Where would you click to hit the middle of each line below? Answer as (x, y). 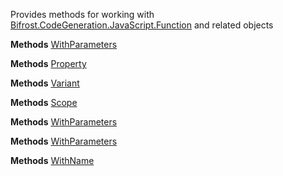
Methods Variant (45, 83)
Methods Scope (44, 102)
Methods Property (48, 63)
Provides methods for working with (82, 14)
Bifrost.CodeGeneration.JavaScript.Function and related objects (142, 25)
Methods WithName (52, 160)
